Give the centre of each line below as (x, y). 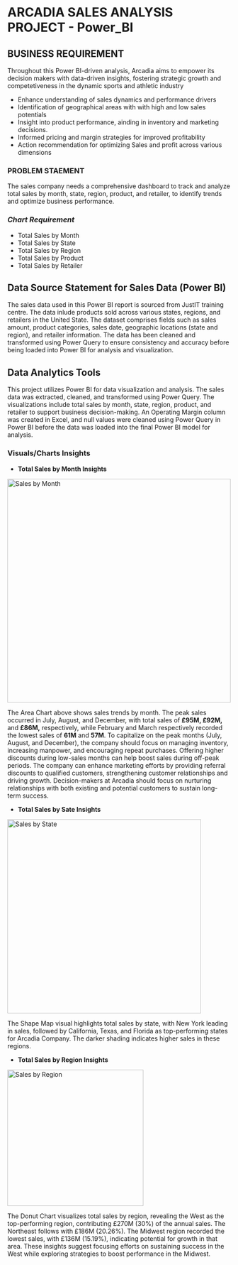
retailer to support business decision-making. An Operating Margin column (117, 412)
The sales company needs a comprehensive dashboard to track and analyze (119, 186)
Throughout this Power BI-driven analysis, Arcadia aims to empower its (111, 71)
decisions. (33, 130)
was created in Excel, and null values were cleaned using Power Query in (114, 420)
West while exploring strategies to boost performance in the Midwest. (109, 1254)
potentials (32, 115)
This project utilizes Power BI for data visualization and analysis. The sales (116, 390)
